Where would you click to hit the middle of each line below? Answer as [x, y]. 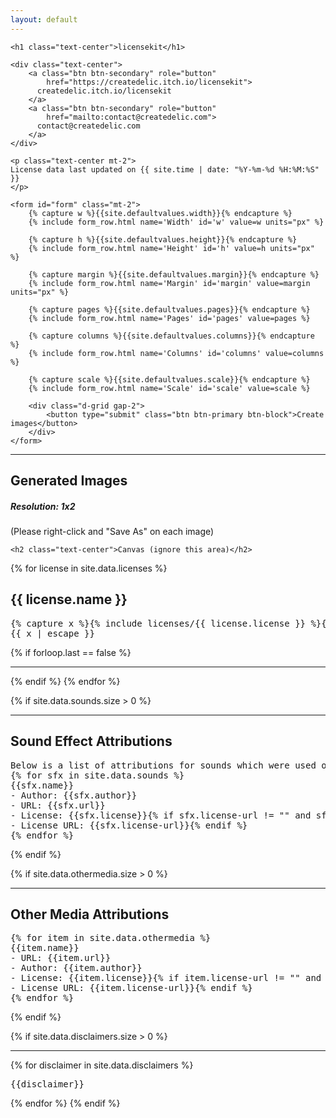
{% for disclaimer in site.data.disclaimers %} [102, 1065]
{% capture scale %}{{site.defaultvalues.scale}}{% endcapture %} [169, 379]
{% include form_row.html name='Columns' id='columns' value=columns [176, 353]
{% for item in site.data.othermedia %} [111, 938]
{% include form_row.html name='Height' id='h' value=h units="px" [171, 248]
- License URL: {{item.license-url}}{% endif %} [131, 988]
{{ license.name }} [69, 599]
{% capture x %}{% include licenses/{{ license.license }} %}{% [171, 623]
